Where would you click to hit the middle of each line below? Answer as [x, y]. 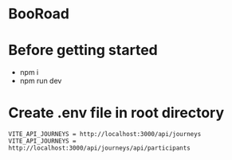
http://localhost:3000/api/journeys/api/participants [100, 148]
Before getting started [83, 51]
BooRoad [39, 14]
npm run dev [41, 81]
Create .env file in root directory [116, 113]
